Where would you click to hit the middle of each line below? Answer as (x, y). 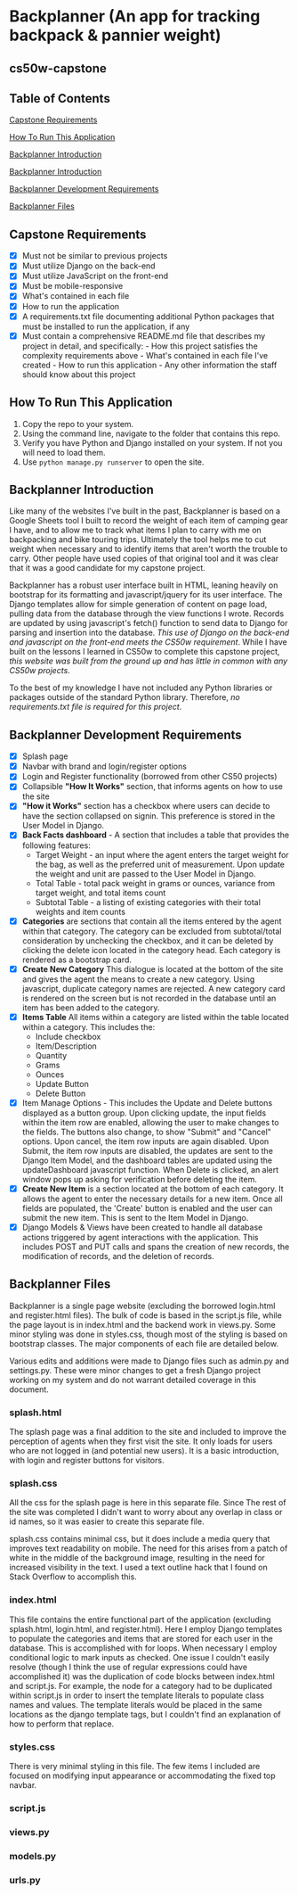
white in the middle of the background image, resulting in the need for (137, 1558)
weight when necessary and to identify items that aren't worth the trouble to (149, 549)
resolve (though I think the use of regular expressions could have (128, 1667)
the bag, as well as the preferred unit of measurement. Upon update (160, 864)
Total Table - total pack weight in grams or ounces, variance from (155, 883)
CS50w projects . (40, 671)
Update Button (62, 1083)
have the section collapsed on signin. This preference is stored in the (149, 816)
